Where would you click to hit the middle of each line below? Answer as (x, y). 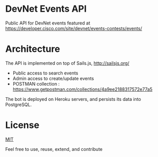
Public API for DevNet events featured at (48, 23)
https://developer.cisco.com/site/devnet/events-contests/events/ (74, 28)
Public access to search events (45, 73)
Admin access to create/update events (53, 78)
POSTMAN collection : (36, 84)
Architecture (33, 49)
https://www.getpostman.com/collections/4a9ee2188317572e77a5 (83, 89)
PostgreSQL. (19, 104)
